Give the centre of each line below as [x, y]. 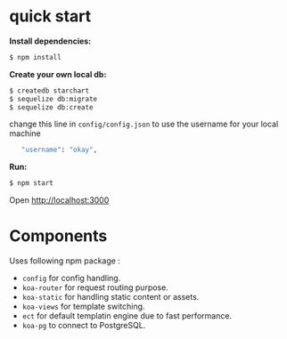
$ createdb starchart [49, 91]
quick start [50, 16]
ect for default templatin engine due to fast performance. [127, 316]
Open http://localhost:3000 [59, 200]
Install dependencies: [50, 41]
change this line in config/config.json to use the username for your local [144, 124]
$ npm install [36, 57]
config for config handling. [71, 278]
